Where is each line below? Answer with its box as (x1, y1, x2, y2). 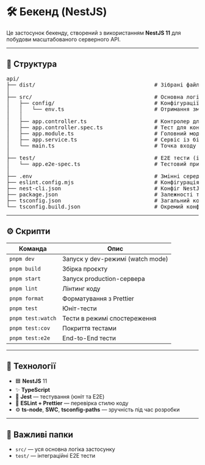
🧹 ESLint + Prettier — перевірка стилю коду (15, 400, 129, 407)
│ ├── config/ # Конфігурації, (6, 99, 203, 107)
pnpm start (9, 275, 41, 282)
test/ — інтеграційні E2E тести (15, 452, 96, 460)
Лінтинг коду (62, 284, 101, 293)
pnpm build (9, 265, 41, 272)
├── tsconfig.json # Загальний (6, 197, 190, 204)
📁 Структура (6, 59, 57, 69)
